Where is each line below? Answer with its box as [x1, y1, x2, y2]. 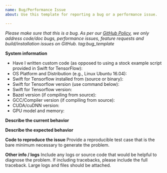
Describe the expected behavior [5, 127, 73, 133]
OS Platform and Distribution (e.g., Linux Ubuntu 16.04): [12, 70, 127, 76]
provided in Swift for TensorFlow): [12, 65, 83, 71]
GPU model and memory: [12, 108, 65, 114]
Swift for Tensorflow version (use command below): [12, 81, 119, 87]
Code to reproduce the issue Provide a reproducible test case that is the [5, 137, 155, 143]
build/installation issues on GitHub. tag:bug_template [5, 40, 114, 46]
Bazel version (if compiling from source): [12, 92, 96, 98]
